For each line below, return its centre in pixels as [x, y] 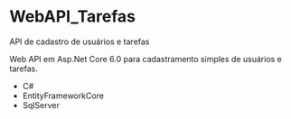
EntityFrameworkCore [63, 96]
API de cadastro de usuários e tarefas [80, 41]
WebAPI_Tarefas [73, 17]
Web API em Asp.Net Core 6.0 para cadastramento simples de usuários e [146, 59]
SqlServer [41, 105]
